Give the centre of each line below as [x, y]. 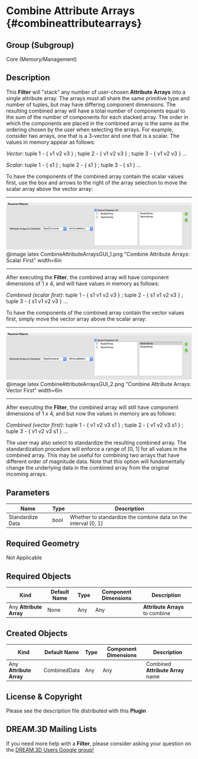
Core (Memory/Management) [42, 59]
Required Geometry [43, 543]
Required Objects [39, 576]
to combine [157, 613]
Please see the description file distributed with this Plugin [76, 711]
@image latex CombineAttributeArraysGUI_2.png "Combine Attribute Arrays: [99, 384]
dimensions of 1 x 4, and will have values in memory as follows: [83, 283]
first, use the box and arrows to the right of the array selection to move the [97, 182]
